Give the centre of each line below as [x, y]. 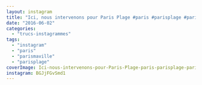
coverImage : [21, 67]
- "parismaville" [33, 56]
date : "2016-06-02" [31, 23]
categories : [21, 28]
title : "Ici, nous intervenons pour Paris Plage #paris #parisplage [94, 17]
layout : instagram [29, 12]
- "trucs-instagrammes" [41, 34]
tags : [13, 40]
